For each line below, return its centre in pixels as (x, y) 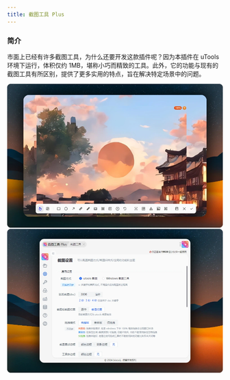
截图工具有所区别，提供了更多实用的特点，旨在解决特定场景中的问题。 (106, 74)
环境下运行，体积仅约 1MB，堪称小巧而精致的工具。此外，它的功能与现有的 (113, 65)
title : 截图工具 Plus (36, 14)
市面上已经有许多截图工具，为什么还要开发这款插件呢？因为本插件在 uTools (113, 56)
